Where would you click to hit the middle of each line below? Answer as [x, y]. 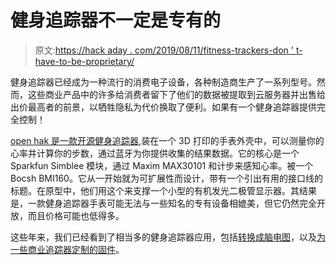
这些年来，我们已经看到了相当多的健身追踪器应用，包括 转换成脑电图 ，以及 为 [168, 237]
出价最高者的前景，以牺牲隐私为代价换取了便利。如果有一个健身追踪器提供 [163, 107]
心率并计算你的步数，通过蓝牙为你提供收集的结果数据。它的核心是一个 [155, 153]
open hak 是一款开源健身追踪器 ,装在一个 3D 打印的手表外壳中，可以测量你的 [167, 140]
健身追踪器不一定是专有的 [116, 20]
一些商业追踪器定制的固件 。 [67, 249]
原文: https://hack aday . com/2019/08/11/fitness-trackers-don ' [164, 50]
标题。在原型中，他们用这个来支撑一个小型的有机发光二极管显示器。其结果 [163, 190]
